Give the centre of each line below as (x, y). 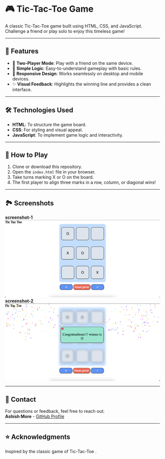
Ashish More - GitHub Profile (35, 416)
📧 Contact (21, 399)
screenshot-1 (19, 217)
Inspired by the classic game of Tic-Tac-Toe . (51, 451)
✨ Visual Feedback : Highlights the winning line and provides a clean (82, 84)
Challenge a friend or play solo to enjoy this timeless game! (65, 31)
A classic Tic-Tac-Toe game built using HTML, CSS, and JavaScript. (74, 26)
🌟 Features (22, 51)
